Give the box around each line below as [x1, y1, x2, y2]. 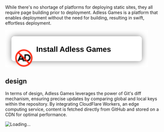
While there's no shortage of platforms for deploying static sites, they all [5, 4, 153, 10]
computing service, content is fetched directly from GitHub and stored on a [5, 106, 159, 112]
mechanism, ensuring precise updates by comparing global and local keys [5, 96, 158, 102]
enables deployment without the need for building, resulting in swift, [5, 15, 145, 20]
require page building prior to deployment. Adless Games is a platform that [5, 9, 158, 15]
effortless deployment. [5, 20, 52, 26]
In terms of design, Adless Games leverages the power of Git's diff [5, 90, 142, 96]
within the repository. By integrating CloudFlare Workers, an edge [5, 101, 139, 107]
